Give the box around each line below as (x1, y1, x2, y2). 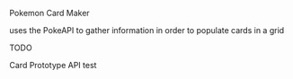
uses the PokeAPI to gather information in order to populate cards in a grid (9, 25, 285, 35)
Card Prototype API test (9, 60, 97, 70)
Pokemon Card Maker (9, 8, 90, 18)
